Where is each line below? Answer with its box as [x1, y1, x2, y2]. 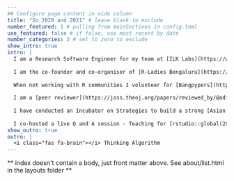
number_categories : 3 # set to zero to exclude [7, 36, 148, 43]
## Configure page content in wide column [7, 10, 132, 17]
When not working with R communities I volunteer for [13, 81, 173, 88]
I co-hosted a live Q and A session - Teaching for [13, 120, 167, 127]
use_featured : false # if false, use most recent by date [7, 29, 179, 37]
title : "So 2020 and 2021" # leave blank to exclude [7, 17, 164, 24]
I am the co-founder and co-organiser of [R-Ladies [13, 68, 167, 75]
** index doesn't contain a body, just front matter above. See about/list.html [7, 159, 224, 167]
